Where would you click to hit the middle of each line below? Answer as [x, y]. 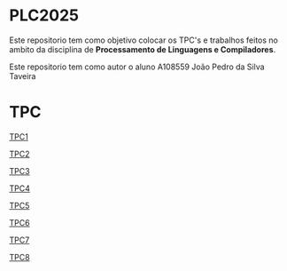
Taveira [23, 76]
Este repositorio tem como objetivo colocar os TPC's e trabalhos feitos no [144, 40]
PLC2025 [44, 16]
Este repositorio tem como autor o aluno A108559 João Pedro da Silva [137, 67]
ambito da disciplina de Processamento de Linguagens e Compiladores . [143, 49]
